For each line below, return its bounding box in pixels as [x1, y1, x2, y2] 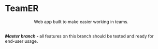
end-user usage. [5, 38, 38, 44]
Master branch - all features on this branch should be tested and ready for [5, 33, 154, 39]
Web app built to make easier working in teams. [33, 19, 129, 24]
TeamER [5, 3, 39, 14]
